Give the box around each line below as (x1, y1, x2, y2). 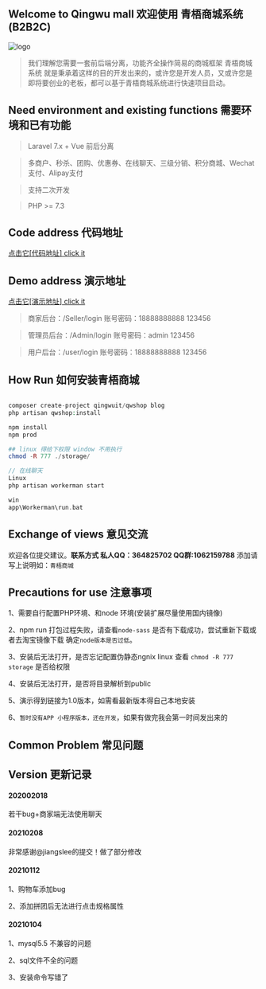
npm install (8, 423, 48, 432)
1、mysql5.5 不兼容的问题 (8, 938, 91, 948)
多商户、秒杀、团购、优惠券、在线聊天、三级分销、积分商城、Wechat (27, 158, 255, 167)
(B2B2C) (8, 21, 52, 34)
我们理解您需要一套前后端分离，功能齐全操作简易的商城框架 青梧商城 (27, 58, 253, 68)
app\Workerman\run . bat (8, 503, 83, 511)
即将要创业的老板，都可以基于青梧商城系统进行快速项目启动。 (27, 78, 230, 88)
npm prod (8, 431, 37, 439)
